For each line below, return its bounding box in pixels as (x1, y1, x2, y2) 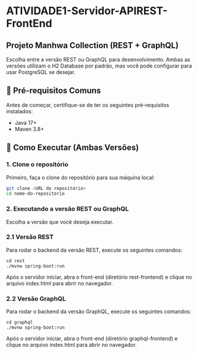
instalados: (6, 108, 33, 115)
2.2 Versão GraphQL (6, 294, 66, 302)
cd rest (6, 258, 25, 264)
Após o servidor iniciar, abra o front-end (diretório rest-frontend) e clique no (6, 273, 193, 281)
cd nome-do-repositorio (6, 191, 65, 197)
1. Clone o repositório (6, 160, 69, 169)
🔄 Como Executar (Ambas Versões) (6, 143, 139, 153)
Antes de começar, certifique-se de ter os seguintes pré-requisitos (6, 101, 170, 108)
